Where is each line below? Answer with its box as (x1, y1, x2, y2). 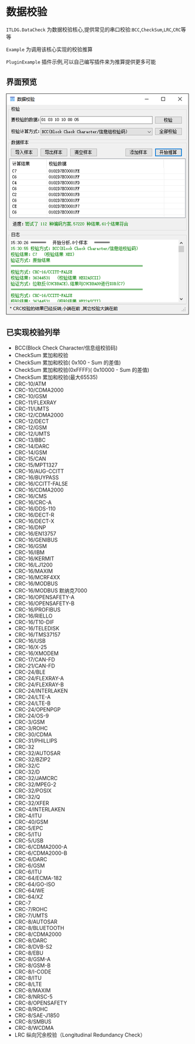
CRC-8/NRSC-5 (14, 993, 53, 1000)
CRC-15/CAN (14, 455, 46, 462)
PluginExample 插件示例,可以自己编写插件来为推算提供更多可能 (6, 58, 156, 65)
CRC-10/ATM (14, 380, 47, 387)
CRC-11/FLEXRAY (14, 399, 57, 406)
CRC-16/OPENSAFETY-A (14, 593, 75, 600)
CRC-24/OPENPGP (14, 706, 61, 713)
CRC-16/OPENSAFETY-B (14, 600, 75, 607)
